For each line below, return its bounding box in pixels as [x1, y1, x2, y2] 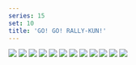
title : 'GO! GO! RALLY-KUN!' [8, 26, 107, 35]
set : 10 [8, 19, 35, 27]
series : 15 [8, 11, 45, 20]
